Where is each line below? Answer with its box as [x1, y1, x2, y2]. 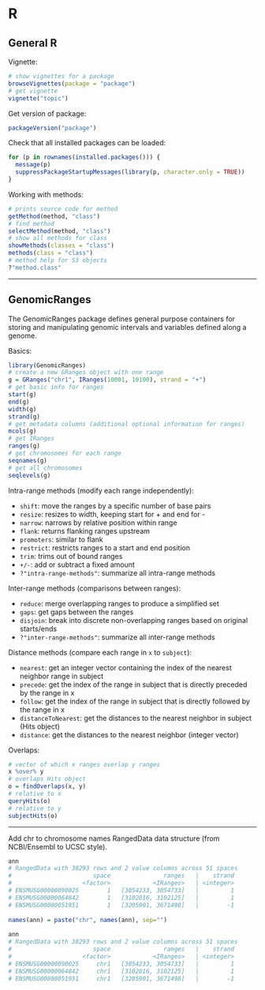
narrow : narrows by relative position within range [19, 518, 177, 527]
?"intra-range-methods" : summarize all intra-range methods [19, 568, 215, 577]
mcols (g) [8, 427, 37, 435]
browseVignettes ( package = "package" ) [8, 80, 136, 88]
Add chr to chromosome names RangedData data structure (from [8, 834, 220, 843]
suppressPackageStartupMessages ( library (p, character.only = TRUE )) [15, 168, 245, 176]
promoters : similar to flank [19, 534, 104, 544]
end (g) [8, 398, 30, 406]
